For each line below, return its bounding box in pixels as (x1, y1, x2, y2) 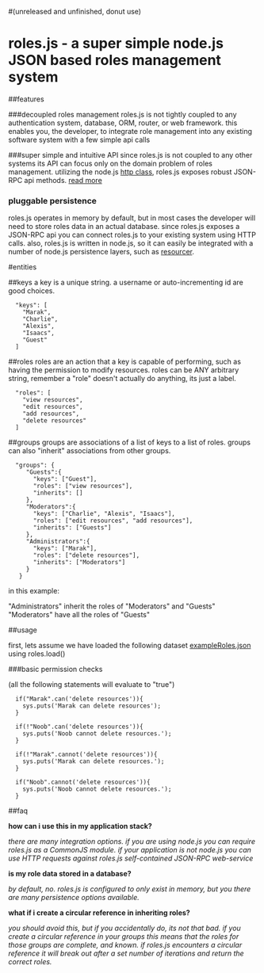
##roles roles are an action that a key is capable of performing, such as (8, 357, 242, 367)
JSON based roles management (8, 52, 222, 70)
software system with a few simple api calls (8, 135, 151, 144)
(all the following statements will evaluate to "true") (8, 680, 175, 689)
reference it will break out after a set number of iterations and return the (8, 948, 244, 958)
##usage (8, 625, 38, 635)
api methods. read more (24, 175, 103, 185)
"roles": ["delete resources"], (33, 551, 140, 559)
